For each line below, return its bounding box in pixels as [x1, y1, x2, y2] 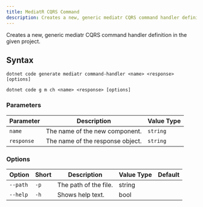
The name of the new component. [45, 126, 142, 135]
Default [158, 170, 180, 179]
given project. [6, 38, 41, 45]
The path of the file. [57, 180, 114, 189]
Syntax [6, 55, 34, 65]
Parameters [6, 101, 41, 110]
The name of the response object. [45, 137, 142, 145]
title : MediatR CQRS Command [6, 8, 80, 15]
